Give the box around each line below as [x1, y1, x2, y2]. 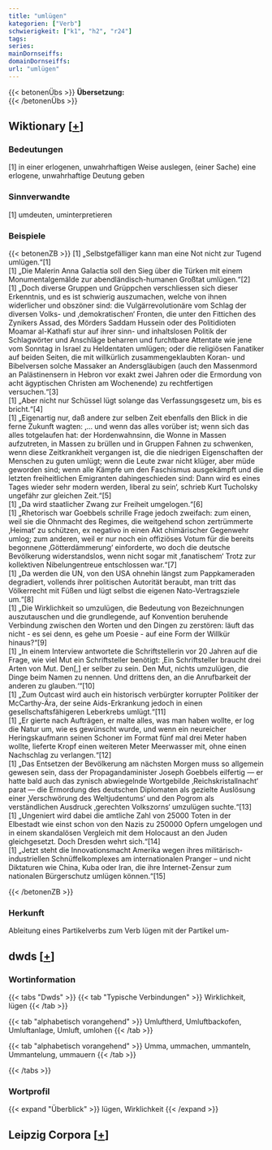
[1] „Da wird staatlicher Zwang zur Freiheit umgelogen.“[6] [8, 500, 203, 509]
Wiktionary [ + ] [8, 120, 84, 133]
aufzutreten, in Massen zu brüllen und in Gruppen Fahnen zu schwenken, [8, 439, 254, 448]
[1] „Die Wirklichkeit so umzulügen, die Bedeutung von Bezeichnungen [8, 603, 244, 613]
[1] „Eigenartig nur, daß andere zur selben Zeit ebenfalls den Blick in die [8, 413, 248, 423]
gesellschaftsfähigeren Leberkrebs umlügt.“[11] [8, 707, 166, 717]
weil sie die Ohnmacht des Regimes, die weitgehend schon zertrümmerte [8, 517, 253, 527]
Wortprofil [8, 1086, 50, 1097]
